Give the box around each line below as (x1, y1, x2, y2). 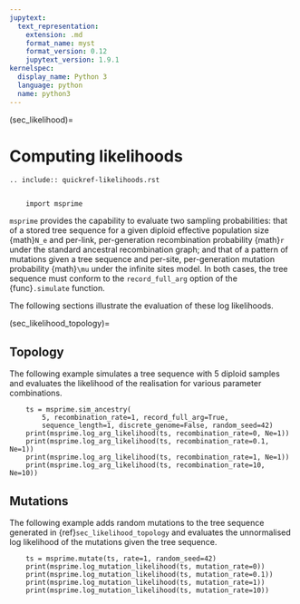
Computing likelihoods (9, 146, 183, 166)
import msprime (25, 200, 83, 209)
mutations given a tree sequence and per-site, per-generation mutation (9, 254, 275, 265)
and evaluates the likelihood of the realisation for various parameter (9, 378, 262, 389)
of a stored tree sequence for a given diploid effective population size (9, 225, 269, 236)
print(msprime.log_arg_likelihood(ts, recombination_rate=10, (25, 461, 266, 470)
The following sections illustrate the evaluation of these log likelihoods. (9, 300, 274, 311)
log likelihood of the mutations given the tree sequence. (9, 537, 218, 548)
